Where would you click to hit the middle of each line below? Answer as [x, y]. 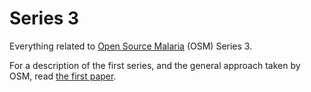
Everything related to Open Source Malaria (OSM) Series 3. [131, 46]
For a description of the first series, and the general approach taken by [155, 65]
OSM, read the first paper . [63, 76]
